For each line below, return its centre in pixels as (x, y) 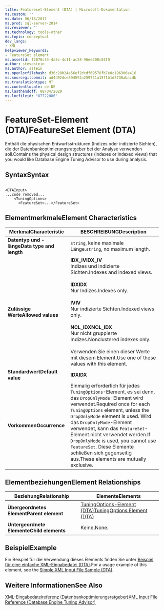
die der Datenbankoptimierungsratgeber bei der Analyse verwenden (74, 149)
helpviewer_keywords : (27, 50)
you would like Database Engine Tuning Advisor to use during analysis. (76, 160)
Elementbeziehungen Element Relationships (73, 482)
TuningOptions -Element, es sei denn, (113, 392)
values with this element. (99, 364)
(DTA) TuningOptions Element (114, 510)
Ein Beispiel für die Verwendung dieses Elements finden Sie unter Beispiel (79, 560)
